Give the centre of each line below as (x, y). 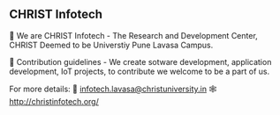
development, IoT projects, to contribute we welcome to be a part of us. (140, 71)
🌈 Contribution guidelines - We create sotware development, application (140, 61)
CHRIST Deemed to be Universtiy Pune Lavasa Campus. (111, 45)
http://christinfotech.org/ (54, 101)
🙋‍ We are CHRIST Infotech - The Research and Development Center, (133, 35)
